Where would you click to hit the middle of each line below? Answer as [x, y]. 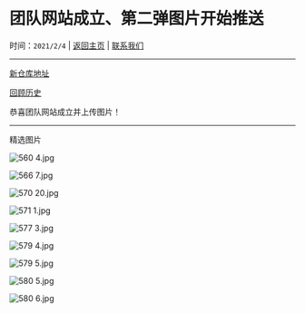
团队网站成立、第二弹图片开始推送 [137, 19]
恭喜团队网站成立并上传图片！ [65, 112]
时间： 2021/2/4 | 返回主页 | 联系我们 [77, 45]
